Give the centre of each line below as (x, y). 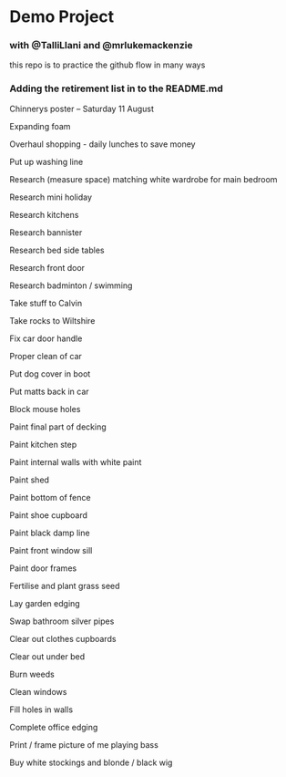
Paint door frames (43, 568)
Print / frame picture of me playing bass (84, 744)
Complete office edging (54, 727)
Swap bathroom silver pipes (62, 621)
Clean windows (38, 691)
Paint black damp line (50, 533)
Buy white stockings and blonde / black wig (91, 762)
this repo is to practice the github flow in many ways (107, 65)
